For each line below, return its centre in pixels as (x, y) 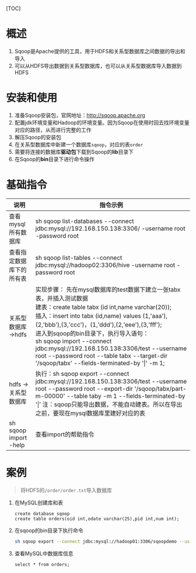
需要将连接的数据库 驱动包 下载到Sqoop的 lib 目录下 (74, 152)
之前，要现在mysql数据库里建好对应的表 (90, 413)
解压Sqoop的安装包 (38, 137)
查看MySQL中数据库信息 (44, 553)
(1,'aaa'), (155, 315)
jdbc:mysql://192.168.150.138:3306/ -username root (110, 228)
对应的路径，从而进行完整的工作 (53, 130)
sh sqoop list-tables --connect (79, 258)
